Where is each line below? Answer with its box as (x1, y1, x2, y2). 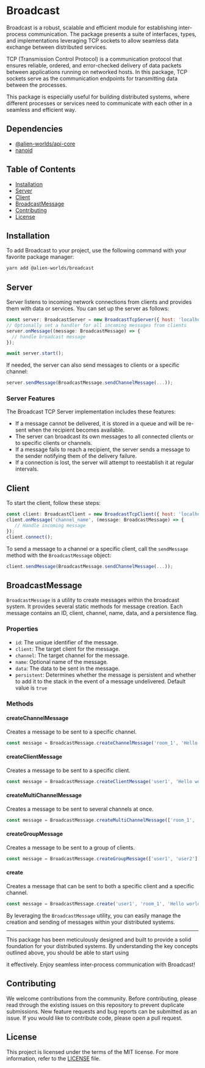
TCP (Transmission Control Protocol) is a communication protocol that (6, 55, 182, 62)
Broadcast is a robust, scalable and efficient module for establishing (6, 24, 178, 31)
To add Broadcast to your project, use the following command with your (6, 247, 187, 254)
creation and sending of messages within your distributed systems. (6, 918, 176, 926)
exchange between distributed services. (6, 43, 108, 51)
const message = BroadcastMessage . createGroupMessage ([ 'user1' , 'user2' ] (6, 856, 198, 862)
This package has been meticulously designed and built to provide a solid (6, 936, 192, 943)
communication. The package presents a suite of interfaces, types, (27, 30, 196, 37)
